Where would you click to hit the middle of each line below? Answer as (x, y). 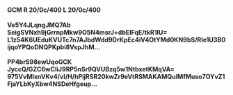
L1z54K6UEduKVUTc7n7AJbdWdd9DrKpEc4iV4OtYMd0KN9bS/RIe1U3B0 (116, 40)
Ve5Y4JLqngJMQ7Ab (39, 25)
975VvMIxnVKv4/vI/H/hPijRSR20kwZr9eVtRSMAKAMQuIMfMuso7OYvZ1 (116, 77)
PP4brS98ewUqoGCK (40, 62)
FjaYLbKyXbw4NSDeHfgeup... (52, 84)
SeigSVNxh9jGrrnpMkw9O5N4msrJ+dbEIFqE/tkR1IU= (87, 33)
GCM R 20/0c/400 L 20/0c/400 (54, 10)
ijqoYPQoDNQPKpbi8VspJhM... (54, 47)
